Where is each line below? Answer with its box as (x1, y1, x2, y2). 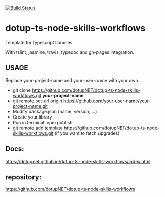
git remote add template (12, 125, 63, 131)
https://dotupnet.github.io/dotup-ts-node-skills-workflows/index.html (5, 158, 151, 164)
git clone (12, 87, 31, 93)
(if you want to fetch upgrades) (54, 130, 120, 136)
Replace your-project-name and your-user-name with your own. (5, 77, 140, 83)
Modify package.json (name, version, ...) (12, 108, 97, 114)
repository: (5, 173, 42, 181)
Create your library (12, 114, 52, 120)
